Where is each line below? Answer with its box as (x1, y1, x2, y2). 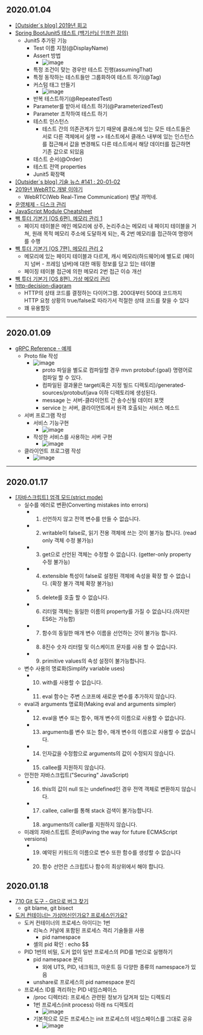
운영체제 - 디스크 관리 (14, 201, 66, 208)
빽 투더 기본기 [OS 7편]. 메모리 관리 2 (14, 245, 104, 252)
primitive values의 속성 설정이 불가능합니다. (42, 657, 146, 664)
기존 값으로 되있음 (42, 148, 85, 155)
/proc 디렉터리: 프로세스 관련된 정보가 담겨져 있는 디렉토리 (33, 994, 171, 1001)
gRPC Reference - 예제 (14, 345, 72, 352)
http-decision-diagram (14, 282, 72, 289)
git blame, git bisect (24, 904, 74, 912)
